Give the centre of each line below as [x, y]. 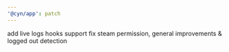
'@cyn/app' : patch [34, 14]
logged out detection [37, 41]
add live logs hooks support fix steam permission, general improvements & [114, 33]
